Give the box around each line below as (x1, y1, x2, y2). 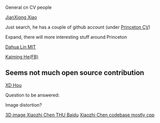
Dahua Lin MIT (5, 44, 36, 50)
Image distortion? (5, 102, 42, 108)
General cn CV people (5, 5, 52, 10)
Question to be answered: (5, 92, 60, 98)
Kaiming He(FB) (5, 54, 39, 60)
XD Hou (5, 82, 22, 88)
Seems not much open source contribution (5, 68, 145, 77)
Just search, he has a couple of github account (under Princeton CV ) (5, 24, 151, 30)
